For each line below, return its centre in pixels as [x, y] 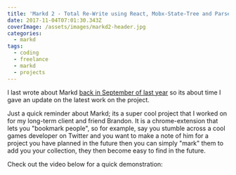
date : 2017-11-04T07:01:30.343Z [54, 20]
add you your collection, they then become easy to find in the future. [106, 150]
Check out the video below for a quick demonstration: [85, 164]
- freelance [31, 59]
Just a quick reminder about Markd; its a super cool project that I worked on [117, 113]
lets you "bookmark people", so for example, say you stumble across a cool [117, 128]
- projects [29, 72]
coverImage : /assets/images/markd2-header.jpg [77, 27]
